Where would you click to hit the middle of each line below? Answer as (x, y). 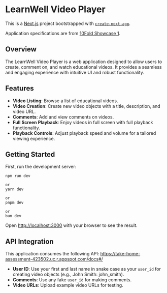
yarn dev (14, 189)
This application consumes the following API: (52, 254)
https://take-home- (120, 254)
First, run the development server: (41, 167)
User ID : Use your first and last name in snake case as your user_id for (87, 269)
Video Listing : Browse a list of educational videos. (65, 101)
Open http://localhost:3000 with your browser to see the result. (72, 225)
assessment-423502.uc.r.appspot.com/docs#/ (54, 259)
